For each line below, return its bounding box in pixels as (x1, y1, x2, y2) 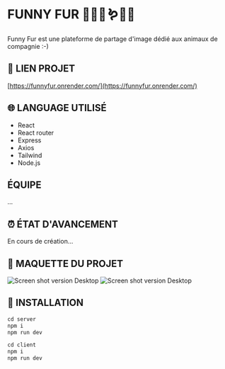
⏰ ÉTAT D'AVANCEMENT (7, 218, 119, 230)
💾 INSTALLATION (7, 297, 83, 309)
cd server (7, 315, 37, 323)
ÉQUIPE (7, 178, 42, 191)
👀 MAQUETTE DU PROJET (7, 257, 124, 270)
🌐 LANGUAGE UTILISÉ (7, 102, 107, 114)
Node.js (17, 158, 41, 167)
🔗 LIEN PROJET (7, 62, 76, 75)
